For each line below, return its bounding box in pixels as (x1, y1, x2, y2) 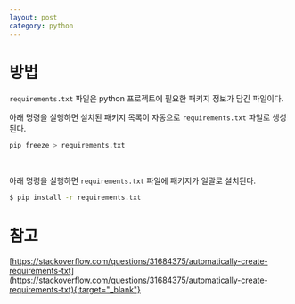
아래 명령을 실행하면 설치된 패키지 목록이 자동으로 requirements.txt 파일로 (9, 112, 271, 123)
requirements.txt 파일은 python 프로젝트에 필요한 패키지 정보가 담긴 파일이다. (9, 93, 284, 104)
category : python (9, 21, 74, 30)
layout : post (9, 12, 58, 22)
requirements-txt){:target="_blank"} (9, 284, 141, 295)
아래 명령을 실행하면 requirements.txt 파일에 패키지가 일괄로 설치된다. (9, 175, 257, 187)
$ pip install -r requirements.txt (9, 193, 142, 203)
